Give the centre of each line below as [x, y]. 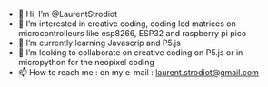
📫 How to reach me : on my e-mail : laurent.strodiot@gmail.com [138, 72]
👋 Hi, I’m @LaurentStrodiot [68, 14]
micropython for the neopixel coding [86, 62]
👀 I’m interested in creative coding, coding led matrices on [127, 24]
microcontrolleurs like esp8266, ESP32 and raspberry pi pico [132, 33]
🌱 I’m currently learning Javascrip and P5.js [99, 43]
